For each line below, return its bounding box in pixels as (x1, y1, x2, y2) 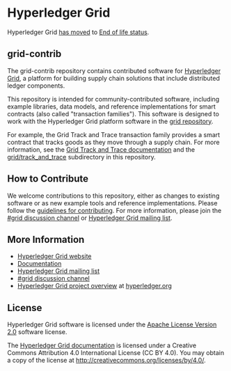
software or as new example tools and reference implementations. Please (7, 198, 218, 207)
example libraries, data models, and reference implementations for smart (7, 102, 216, 111)
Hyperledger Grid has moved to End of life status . (7, 28, 150, 36)
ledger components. (7, 81, 65, 90)
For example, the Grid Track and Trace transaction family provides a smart (7, 130, 221, 139)
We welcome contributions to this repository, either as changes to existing (7, 191, 220, 200)
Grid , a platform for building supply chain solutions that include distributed (7, 74, 221, 82)
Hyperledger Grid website (17, 252, 92, 260)
